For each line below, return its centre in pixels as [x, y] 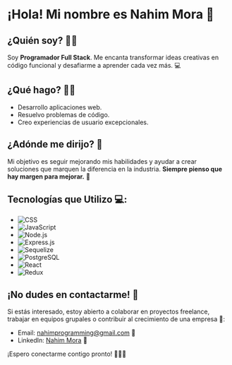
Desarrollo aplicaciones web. [60, 107]
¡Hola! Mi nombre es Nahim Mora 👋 [111, 14]
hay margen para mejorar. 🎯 [49, 176]
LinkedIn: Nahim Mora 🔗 [53, 340]
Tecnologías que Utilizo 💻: [67, 199]
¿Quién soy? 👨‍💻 [42, 41]
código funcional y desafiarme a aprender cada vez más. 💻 [94, 65]
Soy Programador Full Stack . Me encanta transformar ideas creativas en [113, 57]
